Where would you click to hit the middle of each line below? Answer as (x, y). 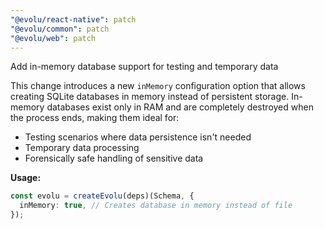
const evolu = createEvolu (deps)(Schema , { (102, 196)
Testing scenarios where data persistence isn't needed (138, 137)
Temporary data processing (82, 148)
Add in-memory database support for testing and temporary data (144, 67)
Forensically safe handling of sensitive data (114, 158)
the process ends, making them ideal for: (95, 118)
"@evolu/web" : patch (53, 38)
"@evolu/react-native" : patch (73, 19)
